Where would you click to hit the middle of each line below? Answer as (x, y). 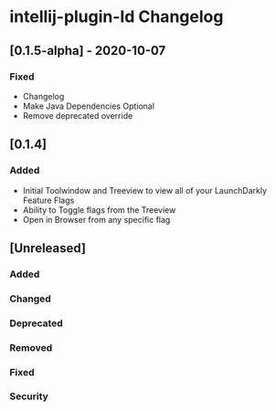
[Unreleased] (48, 248)
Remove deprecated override (78, 115)
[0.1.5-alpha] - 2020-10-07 (88, 51)
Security (29, 396)
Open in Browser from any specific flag (96, 219)
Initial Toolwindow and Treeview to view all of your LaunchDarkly (145, 190)
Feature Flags (48, 200)
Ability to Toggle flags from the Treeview (99, 210)
